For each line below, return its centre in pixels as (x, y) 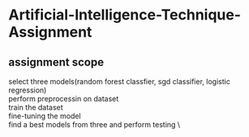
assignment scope (56, 62)
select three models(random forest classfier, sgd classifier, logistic (120, 81)
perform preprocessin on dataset (64, 98)
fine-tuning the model (45, 116)
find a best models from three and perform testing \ (94, 124)
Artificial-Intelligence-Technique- (125, 15)
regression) (28, 90)
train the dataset (36, 107)
